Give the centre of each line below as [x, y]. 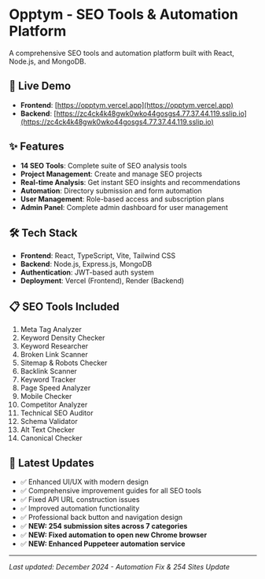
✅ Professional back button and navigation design [101, 517]
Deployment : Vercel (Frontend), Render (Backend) [102, 281]
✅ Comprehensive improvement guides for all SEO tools [111, 490]
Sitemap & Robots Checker [64, 363]
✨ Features [37, 147]
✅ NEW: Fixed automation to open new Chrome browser [114, 535]
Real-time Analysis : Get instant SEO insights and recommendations [130, 182]
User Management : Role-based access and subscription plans [122, 199]
